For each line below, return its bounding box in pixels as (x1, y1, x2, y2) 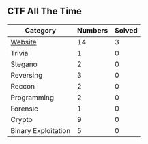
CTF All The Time (7, 5, 82, 17)
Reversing (10, 70, 43, 80)
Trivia (10, 48, 29, 57)
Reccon (10, 81, 35, 91)
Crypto (10, 115, 33, 124)
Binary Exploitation (10, 126, 71, 135)
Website (10, 37, 37, 46)
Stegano (10, 59, 38, 69)
